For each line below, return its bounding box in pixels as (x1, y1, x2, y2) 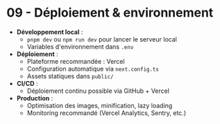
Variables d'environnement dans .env (26, 42, 134, 51)
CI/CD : (16, 79, 38, 87)
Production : (16, 94, 53, 102)
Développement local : (16, 28, 83, 36)
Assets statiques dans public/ (26, 71, 114, 80)
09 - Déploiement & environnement (6, 5, 214, 21)
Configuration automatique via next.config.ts (26, 64, 159, 73)
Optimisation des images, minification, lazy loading (26, 101, 173, 109)
